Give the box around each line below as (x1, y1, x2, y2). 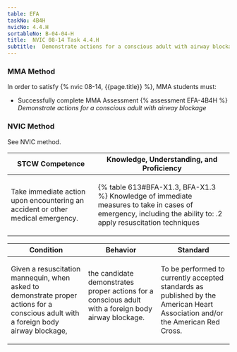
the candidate (87, 268, 134, 278)
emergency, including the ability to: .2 (97, 209, 223, 218)
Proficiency (142, 163, 182, 173)
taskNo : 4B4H (7, 17, 46, 24)
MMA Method (7, 66, 56, 76)
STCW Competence (17, 158, 85, 168)
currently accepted (160, 273, 224, 283)
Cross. (160, 326, 183, 336)
